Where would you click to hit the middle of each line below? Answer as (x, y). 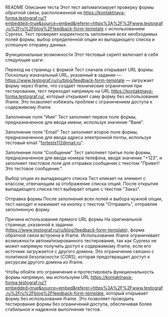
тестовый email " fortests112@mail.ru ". (45, 143)
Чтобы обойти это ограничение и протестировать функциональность (80, 272)
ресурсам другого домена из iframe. (44, 262)
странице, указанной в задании (39, 225)
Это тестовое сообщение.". (34, 169)
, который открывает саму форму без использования (101, 96)
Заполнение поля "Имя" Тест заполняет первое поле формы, (71, 117)
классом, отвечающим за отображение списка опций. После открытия (82, 184)
